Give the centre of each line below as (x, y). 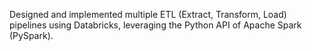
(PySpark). (31, 35)
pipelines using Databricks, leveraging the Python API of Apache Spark (155, 25)
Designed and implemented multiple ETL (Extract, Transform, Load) (148, 14)
